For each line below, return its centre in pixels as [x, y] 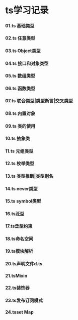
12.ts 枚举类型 [20, 164]
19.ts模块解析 [19, 251]
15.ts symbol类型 [23, 201]
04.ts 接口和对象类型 [27, 63]
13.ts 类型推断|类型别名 [29, 176]
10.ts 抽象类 [18, 138]
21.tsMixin [16, 275]
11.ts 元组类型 [19, 151]
